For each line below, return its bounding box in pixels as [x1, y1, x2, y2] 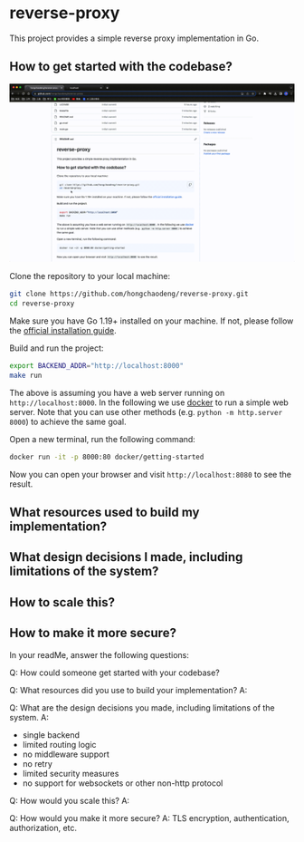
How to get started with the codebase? [9, 59, 233, 74]
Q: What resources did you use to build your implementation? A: [9, 684, 248, 695]
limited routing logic [22, 739, 97, 750]
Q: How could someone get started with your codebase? [9, 667, 220, 678]
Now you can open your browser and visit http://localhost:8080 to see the [9, 469, 292, 479]
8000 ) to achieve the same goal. [9, 416, 127, 427]
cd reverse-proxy [9, 299, 75, 308]
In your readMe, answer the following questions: [9, 649, 190, 660]
